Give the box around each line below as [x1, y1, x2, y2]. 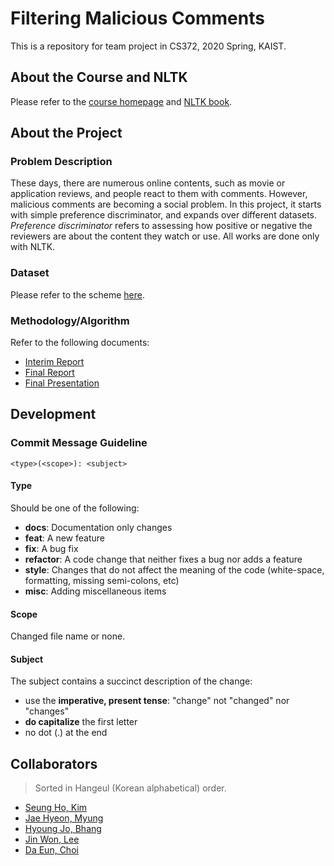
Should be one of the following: [10, 502, 140, 514]
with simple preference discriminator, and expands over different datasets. [10, 209, 318, 221]
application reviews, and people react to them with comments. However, [10, 188, 308, 200]
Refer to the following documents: [10, 337, 150, 349]
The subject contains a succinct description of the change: [10, 675, 253, 687]
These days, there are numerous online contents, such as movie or [10, 177, 286, 189]
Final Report [24, 367, 75, 379]
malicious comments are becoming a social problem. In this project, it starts [10, 198, 322, 211]
